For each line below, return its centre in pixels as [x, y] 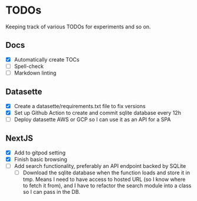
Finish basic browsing [40, 159]
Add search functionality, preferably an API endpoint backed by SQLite [100, 166]
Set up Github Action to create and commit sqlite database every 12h [97, 112]
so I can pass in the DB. [52, 192]
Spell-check [29, 66]
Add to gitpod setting [40, 153]
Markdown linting [35, 73]
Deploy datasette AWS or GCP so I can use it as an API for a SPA [92, 119]
